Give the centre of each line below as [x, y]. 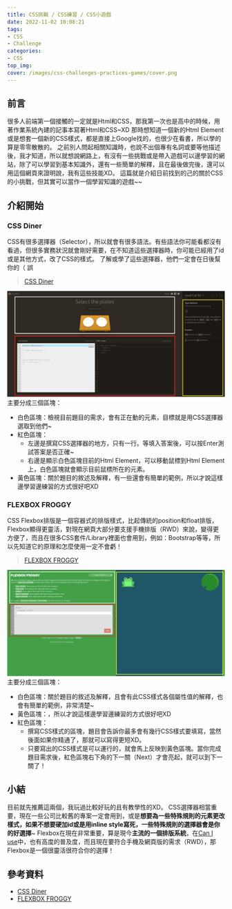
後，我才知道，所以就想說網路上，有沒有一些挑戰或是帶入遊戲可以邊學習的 [113, 156]
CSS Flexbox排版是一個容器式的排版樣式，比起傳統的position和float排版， [113, 521]
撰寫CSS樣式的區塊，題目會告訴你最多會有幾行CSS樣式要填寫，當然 [124, 731]
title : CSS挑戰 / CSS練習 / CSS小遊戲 [59, 15]
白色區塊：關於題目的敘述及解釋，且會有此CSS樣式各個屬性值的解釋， [117, 696]
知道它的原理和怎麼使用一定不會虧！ [70, 546]
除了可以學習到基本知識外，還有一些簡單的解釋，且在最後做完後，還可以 [122, 164]
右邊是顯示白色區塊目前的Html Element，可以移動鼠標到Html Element [126, 460]
